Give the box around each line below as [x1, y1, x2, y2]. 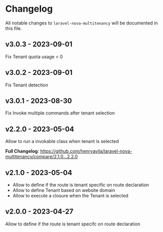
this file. [5, 25, 22, 31]
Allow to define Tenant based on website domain [12, 187, 116, 193]
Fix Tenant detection [5, 82, 48, 88]
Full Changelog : [5, 148, 39, 154]
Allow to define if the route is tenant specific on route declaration [12, 182, 149, 188]
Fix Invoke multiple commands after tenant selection [5, 110, 115, 116]
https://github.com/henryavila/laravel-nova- [40, 148, 132, 154]
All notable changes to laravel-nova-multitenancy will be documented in [5, 20, 158, 26]
